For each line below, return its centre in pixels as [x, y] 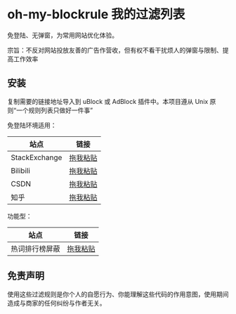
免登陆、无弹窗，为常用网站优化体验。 [63, 35]
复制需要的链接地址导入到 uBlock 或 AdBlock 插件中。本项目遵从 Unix [108, 101]
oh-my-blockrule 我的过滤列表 [96, 14]
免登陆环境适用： [32, 125]
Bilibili [20, 171]
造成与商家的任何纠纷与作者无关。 [57, 303]
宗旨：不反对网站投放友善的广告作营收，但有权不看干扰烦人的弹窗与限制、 [115, 50]
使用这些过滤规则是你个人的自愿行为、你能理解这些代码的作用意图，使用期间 [118, 294]
